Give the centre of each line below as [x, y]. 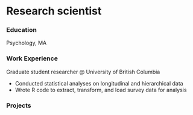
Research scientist [54, 11]
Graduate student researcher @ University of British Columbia [83, 72]
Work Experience [32, 58]
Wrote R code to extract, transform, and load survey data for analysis [101, 90]
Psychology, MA [27, 43]
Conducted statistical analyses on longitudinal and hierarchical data [99, 83]
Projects [19, 105]
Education [22, 30]
